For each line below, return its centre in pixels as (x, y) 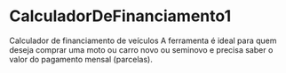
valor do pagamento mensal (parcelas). (81, 59)
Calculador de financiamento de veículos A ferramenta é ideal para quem (143, 40)
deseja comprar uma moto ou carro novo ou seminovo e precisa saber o (141, 49)
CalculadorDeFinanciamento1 (120, 16)
